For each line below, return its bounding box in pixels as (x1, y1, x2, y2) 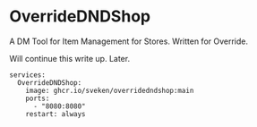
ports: (25, 94, 50, 103)
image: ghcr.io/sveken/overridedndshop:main (25, 86, 194, 95)
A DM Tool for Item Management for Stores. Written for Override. (9, 36, 249, 47)
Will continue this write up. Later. (9, 53, 131, 63)
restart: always (25, 109, 87, 118)
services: (9, 70, 47, 80)
